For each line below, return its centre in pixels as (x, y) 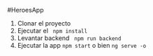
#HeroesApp (25, 10)
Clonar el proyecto (44, 23)
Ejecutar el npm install (52, 31)
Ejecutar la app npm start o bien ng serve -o (82, 45)
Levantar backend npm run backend (69, 38)
